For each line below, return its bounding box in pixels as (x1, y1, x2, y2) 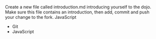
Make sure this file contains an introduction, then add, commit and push (5, 9, 150, 15)
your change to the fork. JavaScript (5, 14, 77, 20)
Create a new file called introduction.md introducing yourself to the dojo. (5, 4, 152, 10)
